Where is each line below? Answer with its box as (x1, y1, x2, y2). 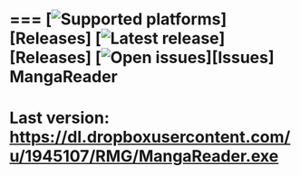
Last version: (9, 108, 111, 128)
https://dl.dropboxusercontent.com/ (9, 127, 291, 148)
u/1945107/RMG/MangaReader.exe (9, 146, 279, 167)
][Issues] (205, 48, 275, 68)
